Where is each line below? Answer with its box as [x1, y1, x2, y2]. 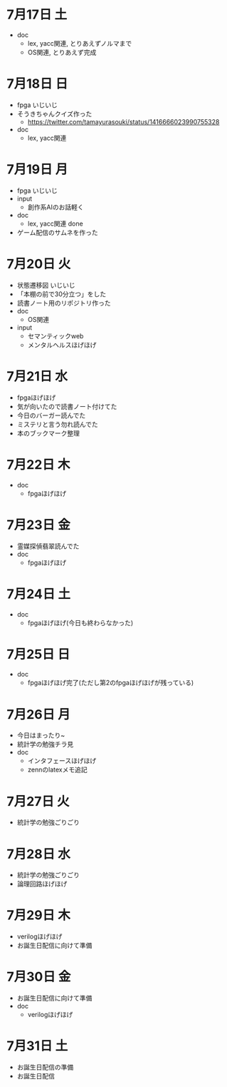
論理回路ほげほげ [16, 879, 68, 889]
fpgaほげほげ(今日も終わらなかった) [27, 618, 134, 627]
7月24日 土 [6, 586, 71, 602]
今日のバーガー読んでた [16, 411, 86, 420]
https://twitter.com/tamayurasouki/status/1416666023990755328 [27, 117, 220, 126]
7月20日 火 [6, 256, 71, 272]
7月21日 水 [6, 368, 68, 384]
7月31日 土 [6, 1038, 68, 1054]
